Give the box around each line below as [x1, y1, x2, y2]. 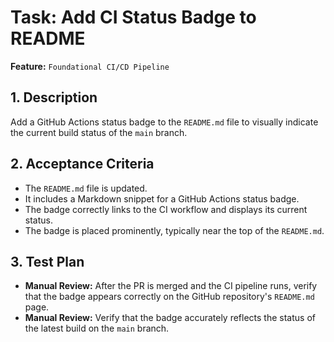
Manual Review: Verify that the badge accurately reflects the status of [24, 312, 316, 324]
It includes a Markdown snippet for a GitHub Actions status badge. [24, 192, 300, 205]
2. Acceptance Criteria [10, 156, 155, 173]
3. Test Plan [10, 253, 85, 270]
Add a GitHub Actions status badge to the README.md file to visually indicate [10, 116, 319, 128]
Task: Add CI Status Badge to [10, 6, 257, 29]
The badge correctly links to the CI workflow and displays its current [24, 203, 308, 215]
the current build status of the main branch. [10, 126, 188, 138]
